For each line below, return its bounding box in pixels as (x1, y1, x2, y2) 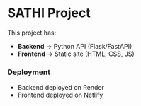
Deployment (7, 67, 51, 77)
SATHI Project (7, 5, 91, 21)
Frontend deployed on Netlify (17, 90, 103, 100)
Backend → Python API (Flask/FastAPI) (17, 42, 132, 50)
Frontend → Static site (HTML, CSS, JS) (17, 49, 135, 58)
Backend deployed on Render (17, 83, 105, 92)
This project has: (7, 28, 57, 37)
